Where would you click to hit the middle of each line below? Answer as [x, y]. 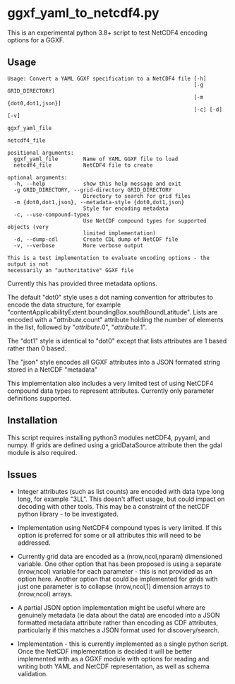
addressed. [34, 543]
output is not [28, 264]
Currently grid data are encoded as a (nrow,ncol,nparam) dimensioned [120, 557]
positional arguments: [41, 153]
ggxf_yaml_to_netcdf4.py [84, 13]
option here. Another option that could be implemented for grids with [117, 579]
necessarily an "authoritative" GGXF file [71, 270]
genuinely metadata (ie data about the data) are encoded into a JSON [119, 615]
